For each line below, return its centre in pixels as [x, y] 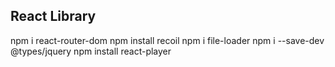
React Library [53, 16]
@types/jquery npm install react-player [91, 51]
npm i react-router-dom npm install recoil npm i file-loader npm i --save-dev [167, 40]
